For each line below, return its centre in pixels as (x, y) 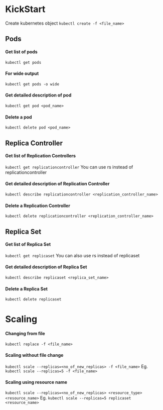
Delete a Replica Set (26, 289)
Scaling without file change (34, 355)
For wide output (22, 73)
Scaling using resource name (36, 382)
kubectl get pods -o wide (32, 84)
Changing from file (25, 333)
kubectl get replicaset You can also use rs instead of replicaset (72, 255)
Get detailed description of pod (38, 95)
